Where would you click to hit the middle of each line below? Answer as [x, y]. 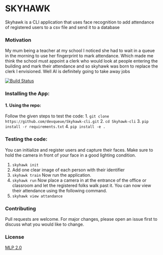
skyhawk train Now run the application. [52, 175]
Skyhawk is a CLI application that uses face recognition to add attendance [80, 22]
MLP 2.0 [13, 248]
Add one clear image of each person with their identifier [68, 170]
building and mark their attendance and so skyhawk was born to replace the [81, 66]
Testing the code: [26, 139]
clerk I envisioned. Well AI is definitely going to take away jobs [68, 71]
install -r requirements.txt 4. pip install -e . [55, 127]
